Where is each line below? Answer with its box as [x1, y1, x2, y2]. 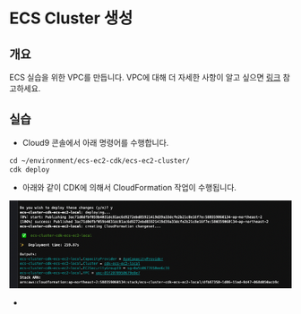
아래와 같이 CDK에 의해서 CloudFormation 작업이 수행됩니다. [21, 182, 237, 192]
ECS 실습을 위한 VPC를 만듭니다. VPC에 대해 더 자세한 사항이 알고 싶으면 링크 [9, 72, 281, 82]
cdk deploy [9, 165, 50, 174]
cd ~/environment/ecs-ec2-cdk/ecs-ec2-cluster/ [9, 156, 191, 165]
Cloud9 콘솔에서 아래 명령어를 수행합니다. [21, 137, 169, 148]
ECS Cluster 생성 [9, 8, 133, 29]
